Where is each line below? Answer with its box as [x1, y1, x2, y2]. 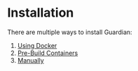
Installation [7, 5, 74, 21]
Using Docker [17, 41, 57, 49]
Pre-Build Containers [17, 49, 78, 57]
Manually [17, 56, 44, 64]
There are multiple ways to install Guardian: [7, 28, 132, 36]
